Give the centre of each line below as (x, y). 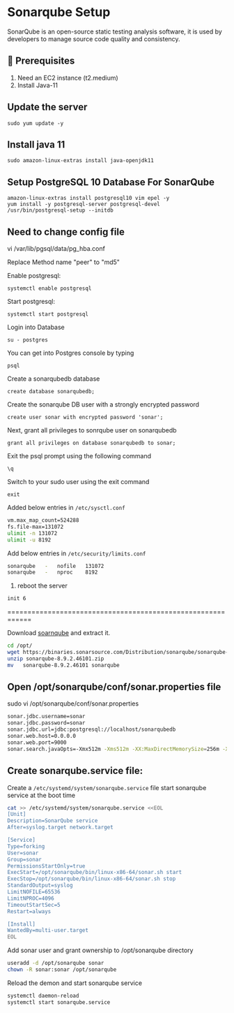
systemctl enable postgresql (49, 289)
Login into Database (36, 327)
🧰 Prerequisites (41, 61)
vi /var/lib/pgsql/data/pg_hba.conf (56, 248)
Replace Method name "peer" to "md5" (64, 262)
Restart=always (29, 911)
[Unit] (17, 815)
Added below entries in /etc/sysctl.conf (66, 508)
